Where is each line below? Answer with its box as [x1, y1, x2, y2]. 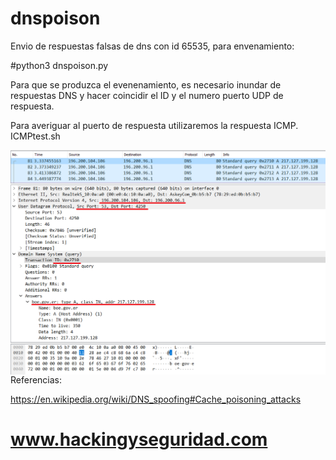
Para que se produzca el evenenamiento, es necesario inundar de [10, 78, 282, 91]
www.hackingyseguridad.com [10, 428, 268, 451]
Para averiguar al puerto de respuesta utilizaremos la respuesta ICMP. [10, 119, 299, 131]
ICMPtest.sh [10, 130, 61, 142]
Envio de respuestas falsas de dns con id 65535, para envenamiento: [10, 40, 295, 52]
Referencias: [10, 373, 63, 386]
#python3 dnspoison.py [10, 59, 109, 71]
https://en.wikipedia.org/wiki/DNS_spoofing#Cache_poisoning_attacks [10, 393, 302, 405]
